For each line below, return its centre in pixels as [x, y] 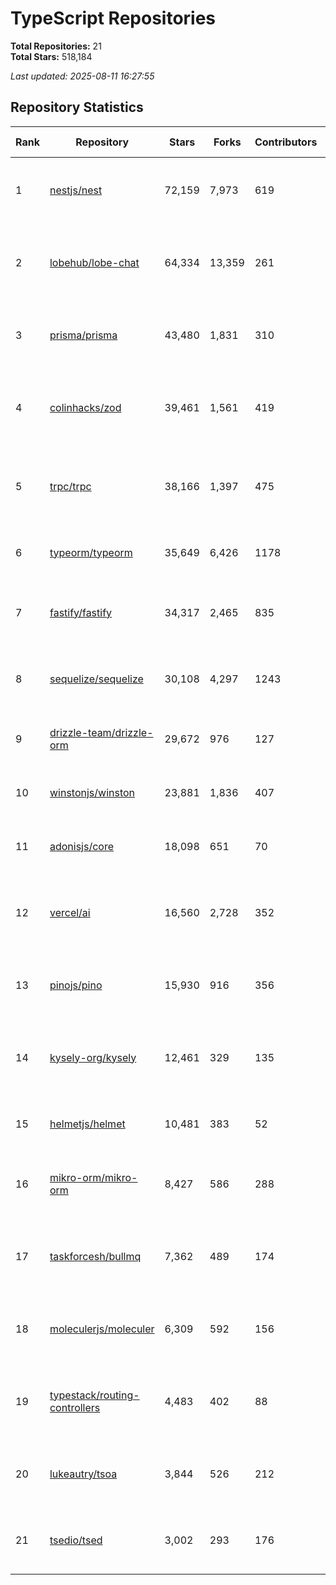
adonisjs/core [82, 846]
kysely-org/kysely [93, 1057]
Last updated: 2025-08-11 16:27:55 [82, 76]
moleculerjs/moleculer [102, 1329]
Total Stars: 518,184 [51, 56]
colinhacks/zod [85, 407]
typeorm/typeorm [91, 552]
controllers [75, 1407]
